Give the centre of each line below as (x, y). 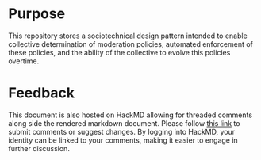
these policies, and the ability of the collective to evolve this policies (119, 52)
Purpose (37, 14)
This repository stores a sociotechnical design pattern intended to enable (128, 36)
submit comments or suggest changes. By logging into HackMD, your (122, 131)
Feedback (42, 93)
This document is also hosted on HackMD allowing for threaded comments (130, 115)
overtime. (24, 61)
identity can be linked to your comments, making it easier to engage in (123, 140)
